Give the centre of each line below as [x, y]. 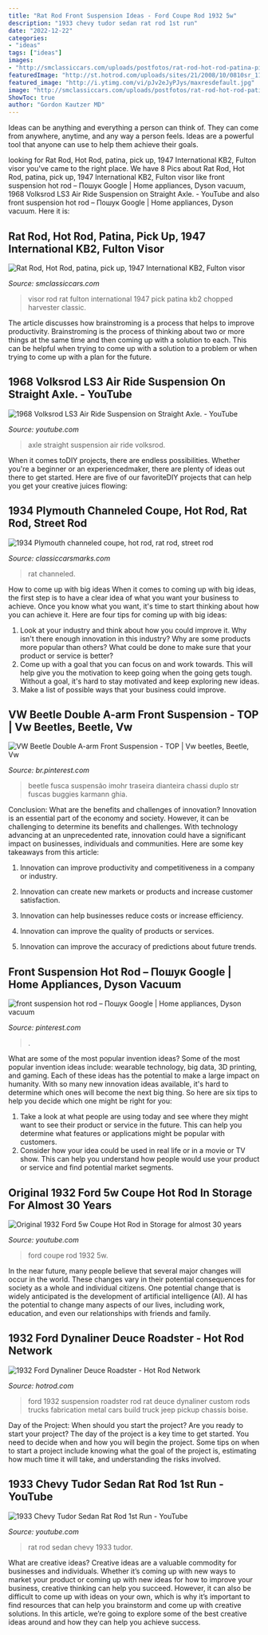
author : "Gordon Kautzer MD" [57, 105]
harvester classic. [57, 307]
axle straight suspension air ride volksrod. [97, 445]
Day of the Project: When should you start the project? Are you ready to [126, 1425]
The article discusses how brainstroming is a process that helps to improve [132, 323]
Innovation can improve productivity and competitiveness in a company [137, 867]
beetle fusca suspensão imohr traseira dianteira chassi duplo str [133, 786]
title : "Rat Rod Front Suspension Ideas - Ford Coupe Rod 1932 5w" [123, 16]
